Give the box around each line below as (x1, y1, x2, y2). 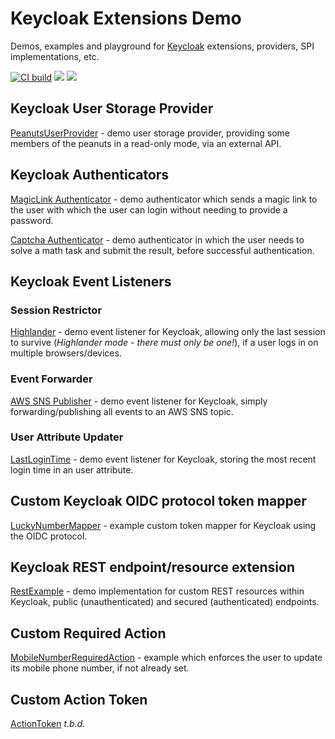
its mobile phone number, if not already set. (10, 662, 190, 674)
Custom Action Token (10, 691, 148, 708)
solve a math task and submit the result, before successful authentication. (10, 244, 315, 256)
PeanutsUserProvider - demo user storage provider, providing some (10, 127, 291, 139)
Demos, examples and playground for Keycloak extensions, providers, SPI (10, 40, 315, 52)
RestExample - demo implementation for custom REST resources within (10, 585, 305, 597)
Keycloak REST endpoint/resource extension (10, 559, 296, 576)
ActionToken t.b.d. (10, 718, 86, 730)
